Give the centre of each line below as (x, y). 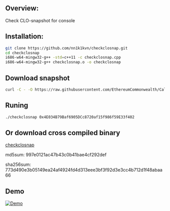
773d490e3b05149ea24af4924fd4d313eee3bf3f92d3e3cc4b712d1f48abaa (84, 170)
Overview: (22, 8)
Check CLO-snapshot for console (40, 20)
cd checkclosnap (22, 53)
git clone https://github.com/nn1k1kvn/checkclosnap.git (67, 48)
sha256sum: (18, 164)
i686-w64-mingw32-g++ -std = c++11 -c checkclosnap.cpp (63, 58)
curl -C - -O (19, 90)
